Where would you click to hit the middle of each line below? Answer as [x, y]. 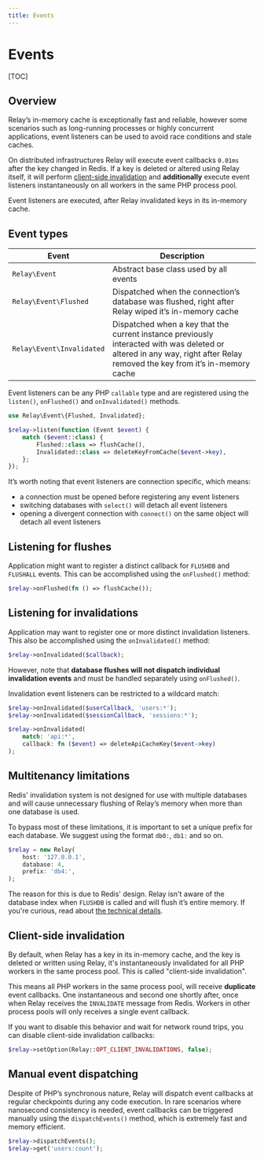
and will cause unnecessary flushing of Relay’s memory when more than [125, 803]
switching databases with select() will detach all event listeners [123, 506]
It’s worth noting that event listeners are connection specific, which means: [130, 482]
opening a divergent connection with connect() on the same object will [134, 513]
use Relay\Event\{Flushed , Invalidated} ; [77, 416]
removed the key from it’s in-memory [181, 364]
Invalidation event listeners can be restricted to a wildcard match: [114, 693]
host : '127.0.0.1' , [54, 857]
